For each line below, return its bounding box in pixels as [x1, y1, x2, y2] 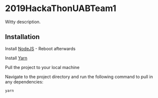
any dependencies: [5, 79, 44, 84]
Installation [5, 33, 40, 41]
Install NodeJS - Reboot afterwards [5, 45, 76, 51]
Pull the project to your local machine [5, 64, 80, 70]
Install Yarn [5, 55, 28, 61]
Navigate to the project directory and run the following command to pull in [5, 73, 153, 80]
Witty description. [5, 19, 41, 25]
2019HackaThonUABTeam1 [5, 3, 117, 14]
